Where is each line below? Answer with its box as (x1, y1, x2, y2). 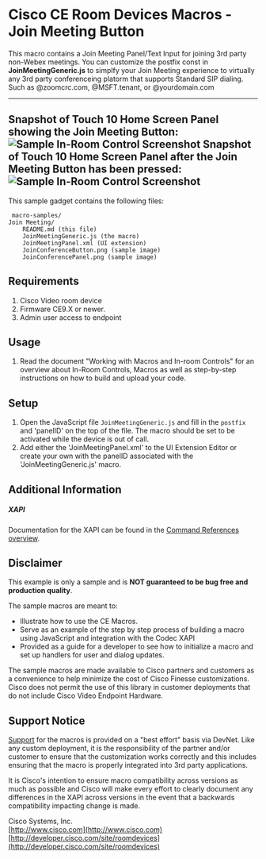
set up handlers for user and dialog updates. (19, 650, 165, 660)
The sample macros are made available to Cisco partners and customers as (8, 665, 255, 676)
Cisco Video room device (19, 295, 103, 305)
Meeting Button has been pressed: (8, 163, 182, 176)
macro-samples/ (11, 211, 62, 219)
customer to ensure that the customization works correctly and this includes (8, 752, 257, 761)
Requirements (8, 275, 79, 288)
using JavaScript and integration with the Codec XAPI (19, 634, 196, 643)
